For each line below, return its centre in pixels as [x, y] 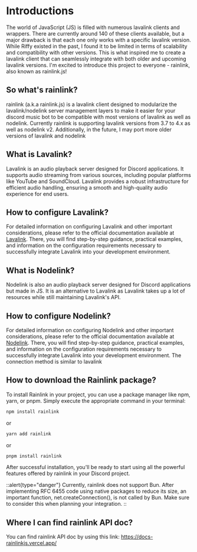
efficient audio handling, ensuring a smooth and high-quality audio [87, 187]
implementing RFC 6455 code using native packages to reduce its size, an [96, 491]
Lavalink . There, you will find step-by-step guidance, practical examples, [94, 239]
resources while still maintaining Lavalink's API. [63, 297]
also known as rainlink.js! [37, 71]
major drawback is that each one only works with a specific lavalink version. [98, 40]
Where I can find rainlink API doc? [70, 522]
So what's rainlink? [42, 90]
